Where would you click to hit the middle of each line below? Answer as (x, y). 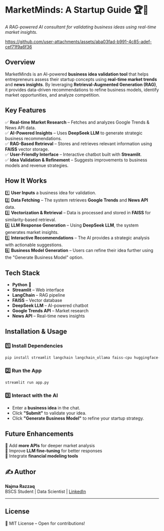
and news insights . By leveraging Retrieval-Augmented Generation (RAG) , (81, 84)
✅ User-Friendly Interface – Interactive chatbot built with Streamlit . (73, 154)
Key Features (26, 111)
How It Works (26, 181)
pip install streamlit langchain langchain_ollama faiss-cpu (69, 357)
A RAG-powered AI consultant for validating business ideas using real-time (81, 27)
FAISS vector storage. (27, 149)
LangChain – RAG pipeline (39, 295)
